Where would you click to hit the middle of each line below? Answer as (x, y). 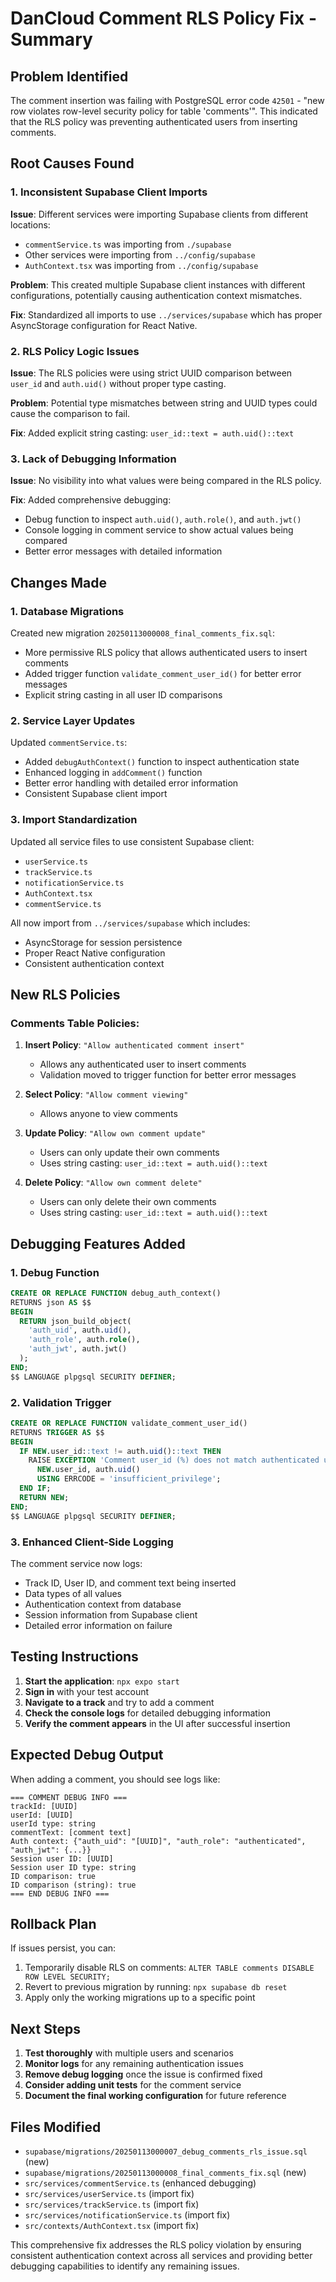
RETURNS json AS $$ (51, 1302)
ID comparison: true (53, 1876)
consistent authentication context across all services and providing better (161, 2255)
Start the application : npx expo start (102, 1681)
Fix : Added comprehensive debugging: (91, 500)
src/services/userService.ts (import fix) (109, 2193)
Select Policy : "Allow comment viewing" (106, 1094)
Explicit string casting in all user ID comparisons (123, 694)
